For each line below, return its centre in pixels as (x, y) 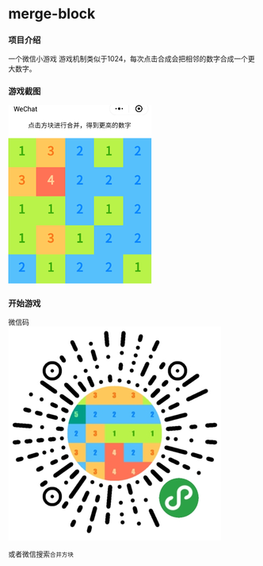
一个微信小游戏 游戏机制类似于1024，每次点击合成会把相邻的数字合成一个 (128, 59)
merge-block (52, 14)
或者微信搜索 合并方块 (41, 554)
